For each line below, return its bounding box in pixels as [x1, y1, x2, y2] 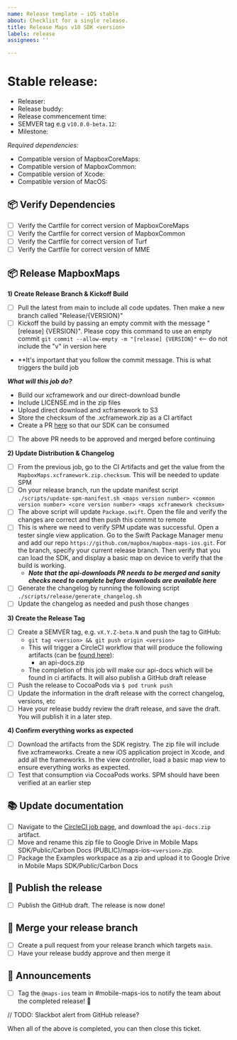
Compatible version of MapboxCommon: [17, 163, 137, 171]
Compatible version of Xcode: [17, 170, 105, 178]
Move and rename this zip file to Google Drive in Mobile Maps [17, 838, 199, 846]
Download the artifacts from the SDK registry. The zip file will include [17, 740, 220, 748]
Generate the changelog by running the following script [17, 584, 180, 593]
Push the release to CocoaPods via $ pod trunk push [17, 681, 173, 689]
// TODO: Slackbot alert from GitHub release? [7, 1010, 140, 1019]
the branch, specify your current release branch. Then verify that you [17, 546, 221, 554]
